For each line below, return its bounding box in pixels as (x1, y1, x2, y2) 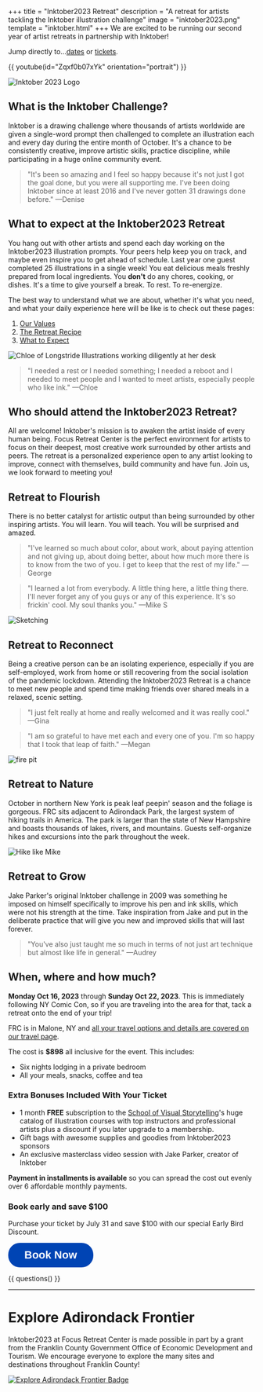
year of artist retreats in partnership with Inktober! (8, 31, 170, 41)
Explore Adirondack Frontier (8, 1309, 195, 1327)
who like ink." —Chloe (27, 383, 99, 392)
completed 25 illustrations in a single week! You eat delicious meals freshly (8, 263, 250, 273)
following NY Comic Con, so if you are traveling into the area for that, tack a (8, 999, 252, 1009)
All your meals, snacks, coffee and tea (19, 1070, 143, 1079)
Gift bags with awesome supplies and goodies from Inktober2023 (19, 1133, 231, 1142)
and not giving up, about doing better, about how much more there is (27, 551, 250, 561)
